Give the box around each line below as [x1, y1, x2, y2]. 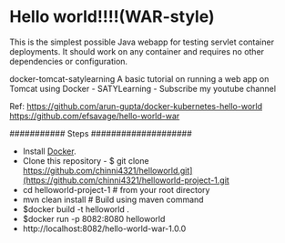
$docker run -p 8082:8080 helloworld [22, 213, 166, 224]
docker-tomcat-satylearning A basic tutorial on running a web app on [9, 73, 270, 84]
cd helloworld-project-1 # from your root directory [22, 184, 210, 195]
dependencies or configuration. [9, 56, 128, 66]
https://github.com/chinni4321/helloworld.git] [22, 165, 193, 176]
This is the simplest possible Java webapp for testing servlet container [9, 36, 275, 47]
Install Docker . [22, 146, 76, 157]
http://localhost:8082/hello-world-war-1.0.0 [22, 223, 187, 234]
